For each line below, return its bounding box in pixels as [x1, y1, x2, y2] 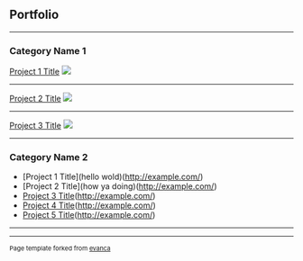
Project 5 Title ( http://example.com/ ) [22, 210, 156, 220]
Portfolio [9, 7, 60, 22]
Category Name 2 [9, 151, 88, 164]
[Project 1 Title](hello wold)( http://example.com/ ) [22, 171, 204, 183]
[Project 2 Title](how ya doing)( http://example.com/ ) [22, 181, 217, 192]
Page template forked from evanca [9, 244, 111, 253]
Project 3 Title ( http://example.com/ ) [22, 191, 156, 202]
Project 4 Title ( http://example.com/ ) [22, 200, 156, 211]
